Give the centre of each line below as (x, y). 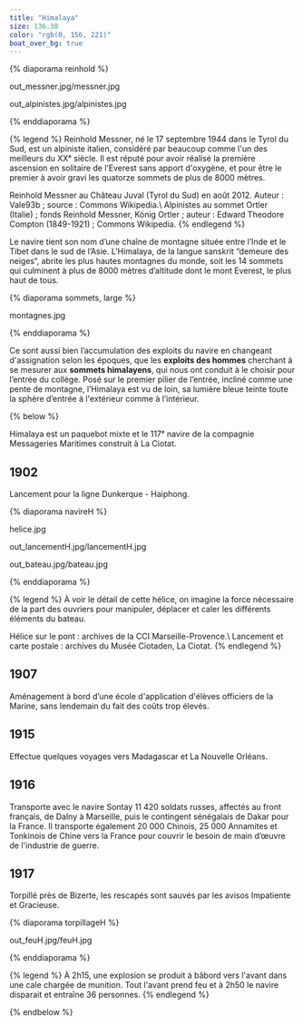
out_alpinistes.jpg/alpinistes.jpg (68, 104)
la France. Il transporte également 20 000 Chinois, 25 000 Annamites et (144, 825)
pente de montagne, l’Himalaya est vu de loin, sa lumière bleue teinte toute (149, 389)
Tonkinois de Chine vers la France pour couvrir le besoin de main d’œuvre (147, 835)
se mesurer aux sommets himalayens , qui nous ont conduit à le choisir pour (152, 370)
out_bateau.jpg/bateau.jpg (59, 564)
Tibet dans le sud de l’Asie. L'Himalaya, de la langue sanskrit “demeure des (149, 251)
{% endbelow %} (42, 1012)
